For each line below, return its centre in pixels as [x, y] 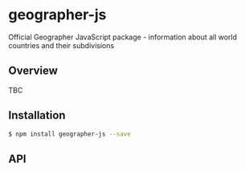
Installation [37, 115]
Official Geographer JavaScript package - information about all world [123, 37]
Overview [33, 71]
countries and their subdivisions [61, 45]
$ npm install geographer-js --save [69, 134]
